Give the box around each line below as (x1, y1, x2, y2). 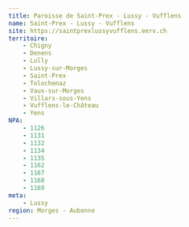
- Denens (23, 49, 52, 57)
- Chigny (23, 42, 52, 50)
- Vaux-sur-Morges (23, 86, 84, 95)
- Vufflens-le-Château (23, 101, 99, 109)
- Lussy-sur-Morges (23, 64, 88, 72)
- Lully (23, 57, 48, 65)
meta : (8, 191, 27, 200)
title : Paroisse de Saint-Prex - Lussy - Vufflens (8, 11, 182, 20)
